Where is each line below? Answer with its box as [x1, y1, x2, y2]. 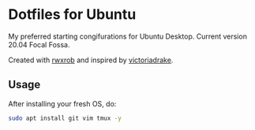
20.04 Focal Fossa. [8, 39, 70, 49]
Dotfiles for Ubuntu [8, 6, 137, 24]
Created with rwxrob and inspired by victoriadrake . [8, 55, 174, 65]
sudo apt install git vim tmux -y [8, 114, 122, 122]
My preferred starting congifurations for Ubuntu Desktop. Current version [8, 32, 247, 41]
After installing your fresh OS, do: [8, 98, 117, 108]
